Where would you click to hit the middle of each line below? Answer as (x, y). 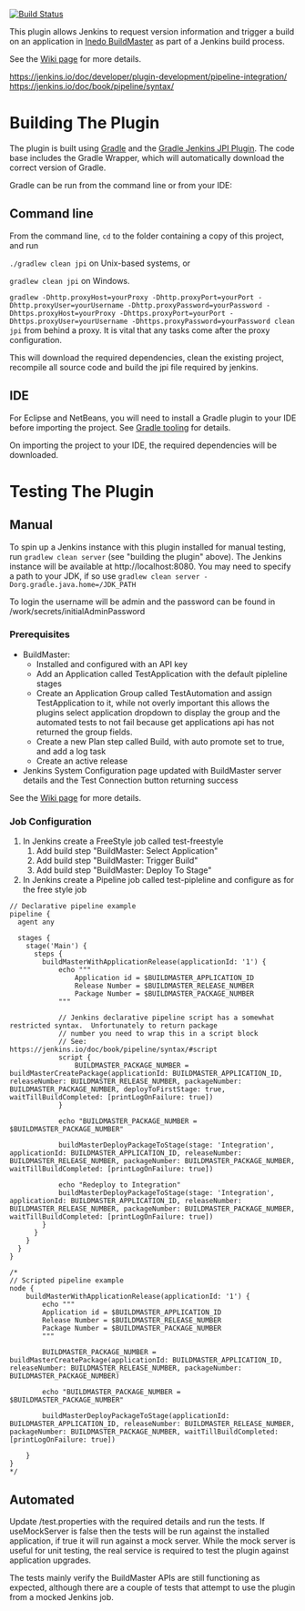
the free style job (55, 890)
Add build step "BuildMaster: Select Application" (127, 851)
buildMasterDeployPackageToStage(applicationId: (136, 1416)
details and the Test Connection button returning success (130, 780)
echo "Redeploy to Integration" (119, 1185)
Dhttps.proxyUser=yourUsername (69, 321)
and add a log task (71, 751)
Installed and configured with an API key (112, 664)
